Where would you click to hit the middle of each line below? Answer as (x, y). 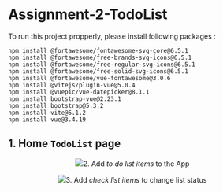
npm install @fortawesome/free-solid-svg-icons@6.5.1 (98, 71)
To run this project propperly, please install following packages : (112, 36)
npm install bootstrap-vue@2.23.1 (65, 99)
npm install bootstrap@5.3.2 (56, 105)
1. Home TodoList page (64, 144)
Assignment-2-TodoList (88, 15)
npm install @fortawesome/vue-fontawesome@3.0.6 (89, 78)
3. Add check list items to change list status (136, 179)
